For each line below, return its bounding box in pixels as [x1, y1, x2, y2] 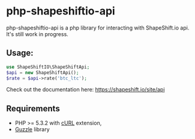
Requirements [6, 103, 60, 114]
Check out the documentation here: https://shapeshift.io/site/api [6, 86, 165, 93]
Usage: [6, 48, 34, 58]
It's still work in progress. [6, 30, 69, 37]
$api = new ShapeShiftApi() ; [6, 69, 79, 76]
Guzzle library [14, 126, 50, 133]
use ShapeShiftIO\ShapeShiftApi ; [6, 64, 90, 70]
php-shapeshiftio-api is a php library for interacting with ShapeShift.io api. [6, 24, 190, 31]
